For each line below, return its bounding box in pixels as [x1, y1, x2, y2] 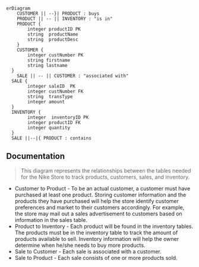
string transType [27, 94, 73, 100]
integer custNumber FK [27, 88, 84, 94]
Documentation [6, 151, 65, 161]
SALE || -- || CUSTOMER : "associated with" [17, 73, 129, 79]
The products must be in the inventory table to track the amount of [14, 229, 178, 236]
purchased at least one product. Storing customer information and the [14, 191, 187, 198]
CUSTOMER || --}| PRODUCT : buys [17, 11, 100, 17]
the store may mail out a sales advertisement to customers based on [14, 210, 182, 217]
